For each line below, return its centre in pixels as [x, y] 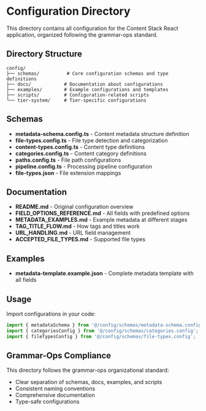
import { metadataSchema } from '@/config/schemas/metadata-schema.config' [105, 325]
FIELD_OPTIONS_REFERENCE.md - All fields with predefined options [102, 213]
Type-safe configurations [47, 402]
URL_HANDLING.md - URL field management [73, 233]
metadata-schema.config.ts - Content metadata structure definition [102, 134]
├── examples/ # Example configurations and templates [87, 89]
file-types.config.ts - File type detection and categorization [91, 140]
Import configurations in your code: [51, 314]
